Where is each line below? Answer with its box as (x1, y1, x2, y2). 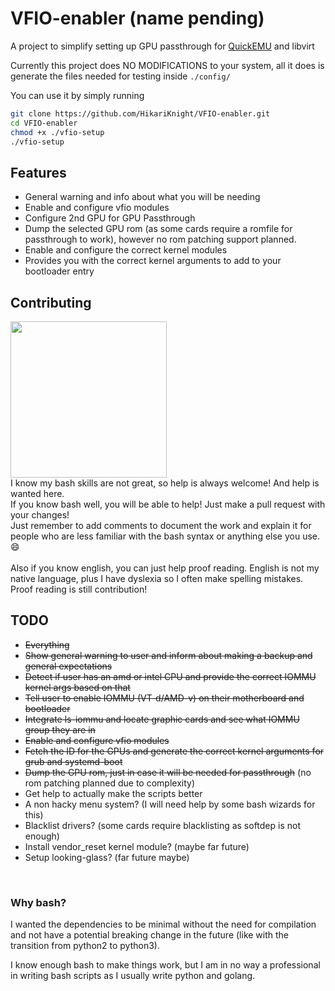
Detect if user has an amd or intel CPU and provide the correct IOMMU (24, 670, 317, 682)
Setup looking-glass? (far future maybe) (24, 851, 190, 863)
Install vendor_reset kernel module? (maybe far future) (24, 840, 250, 852)
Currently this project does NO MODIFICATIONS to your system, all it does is (10, 59, 325, 71)
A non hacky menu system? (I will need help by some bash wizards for (24, 798, 316, 810)
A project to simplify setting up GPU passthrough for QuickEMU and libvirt (10, 40, 315, 52)
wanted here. (10, 488, 65, 500)
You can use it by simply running (10, 89, 145, 101)
